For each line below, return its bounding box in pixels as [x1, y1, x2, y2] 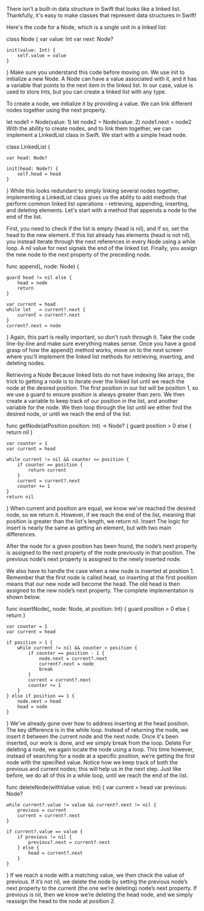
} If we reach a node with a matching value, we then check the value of [6, 871, 185, 879]
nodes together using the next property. [6, 106, 107, 114]
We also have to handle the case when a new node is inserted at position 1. [6, 567, 195, 574]
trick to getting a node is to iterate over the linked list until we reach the [6, 378, 185, 385]
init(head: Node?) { [6, 166, 59, 172]
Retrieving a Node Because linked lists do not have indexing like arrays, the [6, 371, 195, 378]
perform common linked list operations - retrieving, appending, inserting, [6, 200, 189, 207]
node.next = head [17, 698, 62, 704]
